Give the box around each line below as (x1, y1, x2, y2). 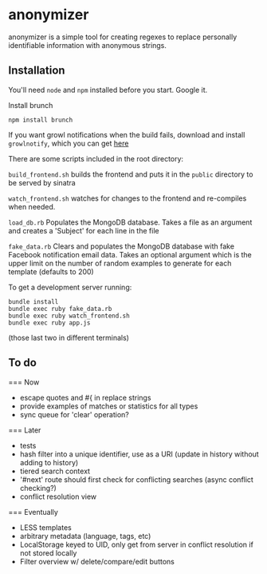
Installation (8, 64, 65, 78)
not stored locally (19, 548, 77, 557)
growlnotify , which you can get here (8, 138, 129, 148)
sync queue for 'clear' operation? (19, 409, 130, 419)
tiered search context (19, 466, 90, 476)
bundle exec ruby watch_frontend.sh (8, 312, 130, 320)
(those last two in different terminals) (8, 333, 130, 342)
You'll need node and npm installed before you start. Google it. (8, 85, 208, 94)
